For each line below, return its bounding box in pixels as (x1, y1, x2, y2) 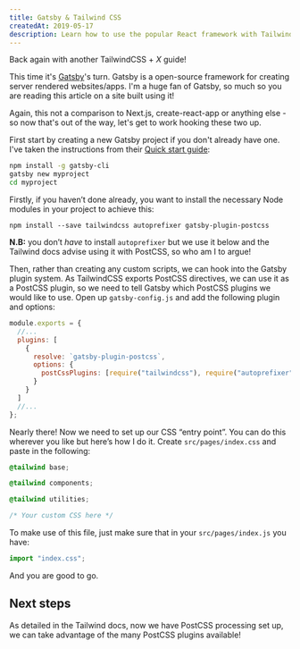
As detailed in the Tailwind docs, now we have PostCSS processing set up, (9, 619, 284, 630)
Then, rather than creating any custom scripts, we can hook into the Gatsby (9, 264, 287, 274)
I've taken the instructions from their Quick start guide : (9, 144, 211, 155)
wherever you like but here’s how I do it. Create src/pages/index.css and (9, 435, 277, 447)
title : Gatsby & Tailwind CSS (9, 13, 122, 22)
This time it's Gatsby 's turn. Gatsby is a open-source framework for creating (9, 72, 290, 82)
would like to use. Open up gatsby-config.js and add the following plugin (9, 292, 280, 302)
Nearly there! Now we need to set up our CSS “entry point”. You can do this (9, 426, 287, 437)
